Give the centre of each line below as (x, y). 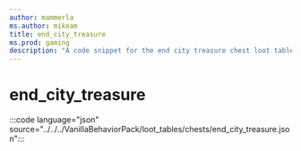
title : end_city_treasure (57, 34)
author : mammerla (42, 17)
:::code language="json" (54, 120)
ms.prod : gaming (39, 42)
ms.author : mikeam (43, 26)
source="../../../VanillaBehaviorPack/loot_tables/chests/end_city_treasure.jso (150, 130)
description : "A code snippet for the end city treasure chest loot (140, 51)
